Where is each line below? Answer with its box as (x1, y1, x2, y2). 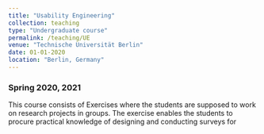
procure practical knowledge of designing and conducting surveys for (8, 117, 237, 127)
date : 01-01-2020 (8, 48, 66, 56)
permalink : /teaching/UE (8, 33, 90, 42)
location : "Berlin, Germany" (8, 56, 105, 64)
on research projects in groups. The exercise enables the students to (8, 109, 233, 118)
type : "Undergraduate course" (8, 26, 109, 34)
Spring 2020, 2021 (8, 82, 82, 93)
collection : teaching (8, 19, 80, 27)
